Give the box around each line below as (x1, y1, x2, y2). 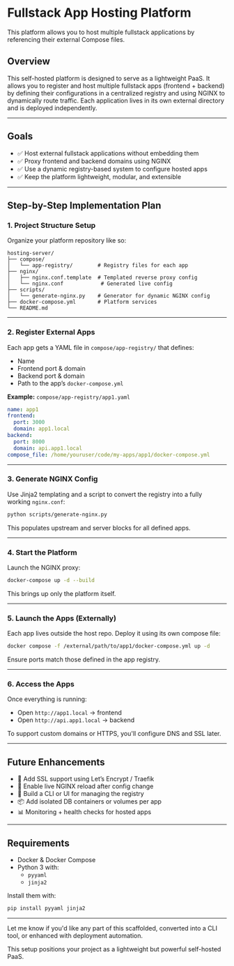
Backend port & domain (17, 371, 85, 380)
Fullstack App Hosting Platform (7, 5, 192, 21)
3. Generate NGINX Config (7, 474, 98, 484)
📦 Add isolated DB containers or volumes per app (17, 797, 162, 806)
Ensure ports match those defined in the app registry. (7, 655, 160, 664)
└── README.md (7, 305, 49, 312)
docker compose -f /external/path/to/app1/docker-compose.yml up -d (7, 643, 210, 650)
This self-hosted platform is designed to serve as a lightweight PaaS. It (7, 74, 210, 82)
